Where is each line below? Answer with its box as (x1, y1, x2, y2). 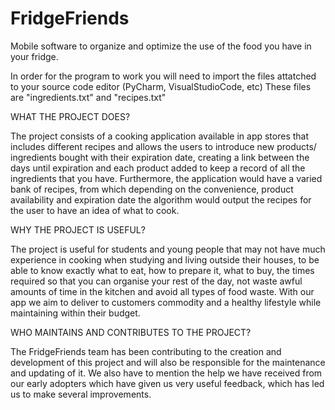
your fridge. (10, 50, 59, 62)
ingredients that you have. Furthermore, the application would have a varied (10, 172, 323, 184)
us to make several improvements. (10, 388, 152, 400)
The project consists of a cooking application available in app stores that (10, 130, 310, 142)
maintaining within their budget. (10, 307, 141, 319)
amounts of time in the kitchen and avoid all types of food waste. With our (10, 285, 315, 297)
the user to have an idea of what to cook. (10, 204, 180, 216)
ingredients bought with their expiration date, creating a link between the (10, 151, 310, 163)
